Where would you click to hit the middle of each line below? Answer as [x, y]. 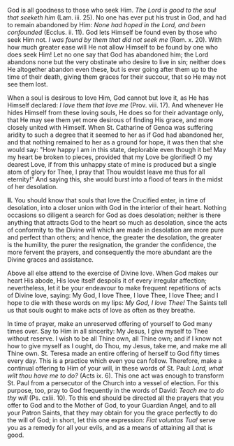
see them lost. [28, 84]
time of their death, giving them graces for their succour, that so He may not [117, 77]
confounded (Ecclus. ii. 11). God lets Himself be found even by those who [112, 32]
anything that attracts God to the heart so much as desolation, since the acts [117, 222]
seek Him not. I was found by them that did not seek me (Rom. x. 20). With [115, 40]
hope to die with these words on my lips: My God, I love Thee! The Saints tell [117, 303]
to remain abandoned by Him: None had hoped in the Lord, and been [107, 25]
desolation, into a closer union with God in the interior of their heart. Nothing [117, 208]
